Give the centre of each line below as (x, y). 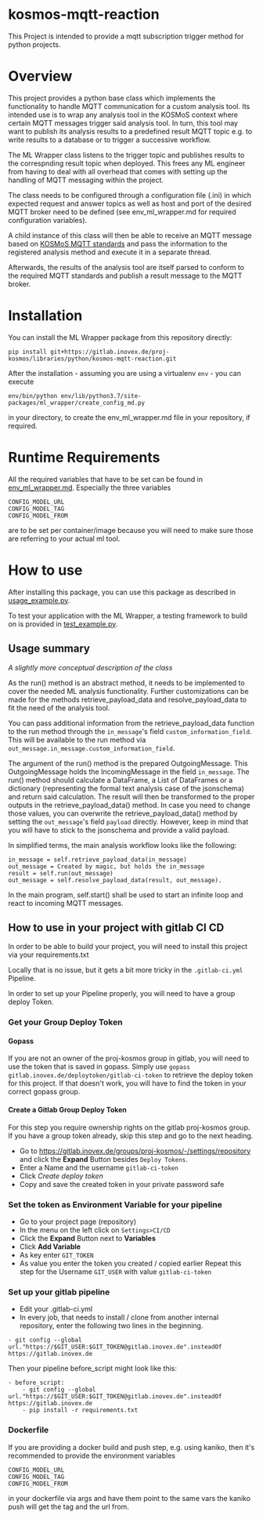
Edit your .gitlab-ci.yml (56, 1309)
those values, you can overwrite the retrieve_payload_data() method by (123, 813)
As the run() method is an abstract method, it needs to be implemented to (126, 683)
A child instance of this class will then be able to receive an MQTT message (130, 235)
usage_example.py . (39, 600)
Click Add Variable (50, 1247)
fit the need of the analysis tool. (59, 707)
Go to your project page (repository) (78, 1221)
